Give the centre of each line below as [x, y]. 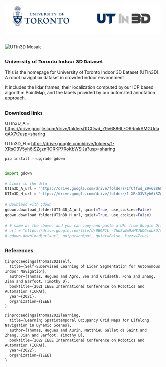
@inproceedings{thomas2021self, [38, 261]
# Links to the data [26, 183]
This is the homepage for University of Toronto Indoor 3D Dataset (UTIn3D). [82, 72]
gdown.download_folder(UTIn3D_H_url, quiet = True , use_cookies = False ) [78, 215]
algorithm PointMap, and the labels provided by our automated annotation [80, 93]
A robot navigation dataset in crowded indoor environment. [65, 78]
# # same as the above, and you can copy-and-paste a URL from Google [79, 225]
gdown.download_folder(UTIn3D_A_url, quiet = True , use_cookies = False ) [78, 210]
